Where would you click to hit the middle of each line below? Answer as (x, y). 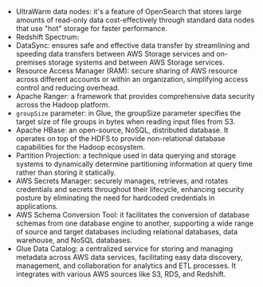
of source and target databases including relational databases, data (127, 232)
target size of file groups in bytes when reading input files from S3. (126, 122)
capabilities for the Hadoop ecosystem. (80, 147)
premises (31, 62)
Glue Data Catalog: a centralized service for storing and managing (124, 249)
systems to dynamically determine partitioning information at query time (134, 164)
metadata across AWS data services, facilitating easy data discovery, (129, 257)
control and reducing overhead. (68, 88)
